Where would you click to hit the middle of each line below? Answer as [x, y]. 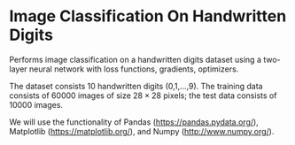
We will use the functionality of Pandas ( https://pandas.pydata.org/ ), [134, 122]
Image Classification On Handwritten [148, 16]
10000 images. [36, 104]
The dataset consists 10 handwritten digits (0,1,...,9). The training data [136, 86]
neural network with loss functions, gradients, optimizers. [134, 69]
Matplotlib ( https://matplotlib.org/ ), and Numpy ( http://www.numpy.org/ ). [142, 131]
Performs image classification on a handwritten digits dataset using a [135, 59]
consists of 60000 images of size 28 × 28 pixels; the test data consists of [143, 95]
